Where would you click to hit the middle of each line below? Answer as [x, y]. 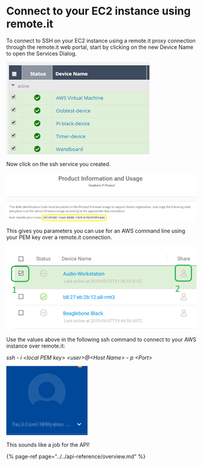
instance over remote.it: [36, 346]
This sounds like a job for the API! [48, 444]
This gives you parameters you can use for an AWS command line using [96, 231]
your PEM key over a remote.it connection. [59, 237]
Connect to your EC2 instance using [98, 11]
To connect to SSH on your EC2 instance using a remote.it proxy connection [101, 40]
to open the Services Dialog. [42, 53]
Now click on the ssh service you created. [59, 164]
